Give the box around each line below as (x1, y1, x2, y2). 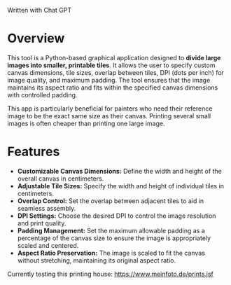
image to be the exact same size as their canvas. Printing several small (7, 111, 211, 120)
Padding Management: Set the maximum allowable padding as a (17, 226, 205, 235)
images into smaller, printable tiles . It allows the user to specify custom (7, 61, 216, 69)
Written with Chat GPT (7, 6, 72, 14)
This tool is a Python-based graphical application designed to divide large (7, 53, 221, 62)
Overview (7, 31, 65, 46)
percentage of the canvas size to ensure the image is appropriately (17, 234, 211, 242)
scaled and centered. (17, 241, 79, 249)
